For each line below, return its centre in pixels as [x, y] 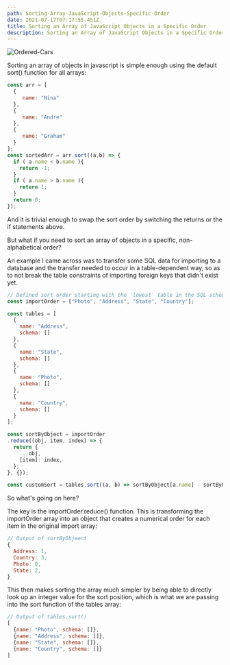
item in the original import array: [52, 526]
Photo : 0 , [27, 564]
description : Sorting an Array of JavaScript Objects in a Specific [107, 33]
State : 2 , [27, 570]
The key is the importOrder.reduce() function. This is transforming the [105, 511]
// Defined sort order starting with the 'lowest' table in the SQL [107, 295]
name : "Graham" [44, 136]
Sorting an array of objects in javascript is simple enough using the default [112, 65]
